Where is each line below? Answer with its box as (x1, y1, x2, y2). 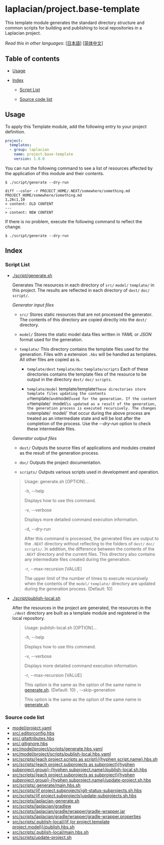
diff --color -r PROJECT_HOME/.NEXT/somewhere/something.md (5, 188, 131, 193)
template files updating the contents (26, 391, 106, 396)
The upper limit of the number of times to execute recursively (24, 575, 148, 581)
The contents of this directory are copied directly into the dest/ (19, 316, 147, 322)
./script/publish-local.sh (12, 595, 61, 601)
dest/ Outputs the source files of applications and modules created (19, 445, 155, 451)
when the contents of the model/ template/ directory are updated (24, 580, 156, 587)
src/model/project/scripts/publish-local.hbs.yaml (12, 751, 111, 757)
